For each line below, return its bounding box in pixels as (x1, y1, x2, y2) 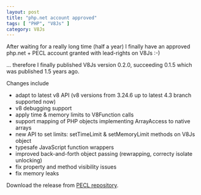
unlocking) (15, 157, 43, 164)
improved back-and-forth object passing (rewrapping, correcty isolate (15, 150, 193, 158)
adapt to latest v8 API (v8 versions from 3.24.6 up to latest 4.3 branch (15, 91, 192, 99)
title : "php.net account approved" (6, 15, 97, 21)
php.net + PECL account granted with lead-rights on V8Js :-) (6, 50, 161, 57)
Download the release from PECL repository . (6, 182, 119, 189)
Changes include (6, 80, 49, 87)
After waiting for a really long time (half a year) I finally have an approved (6, 43, 191, 50)
